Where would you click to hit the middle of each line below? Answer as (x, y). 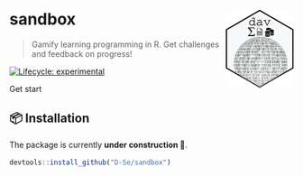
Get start (26, 88)
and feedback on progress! (82, 53)
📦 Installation (50, 119)
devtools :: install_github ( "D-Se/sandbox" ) (90, 162)
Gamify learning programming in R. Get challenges (125, 44)
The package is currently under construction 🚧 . (98, 144)
